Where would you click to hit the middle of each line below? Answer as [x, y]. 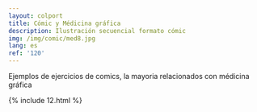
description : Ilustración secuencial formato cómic [97, 31]
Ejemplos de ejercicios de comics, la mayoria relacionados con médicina [129, 76]
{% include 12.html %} [46, 100]
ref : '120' [27, 53]
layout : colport [36, 16]
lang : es [23, 46]
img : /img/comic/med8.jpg [52, 38]
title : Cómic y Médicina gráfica [65, 23]
